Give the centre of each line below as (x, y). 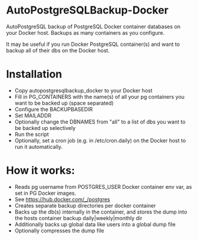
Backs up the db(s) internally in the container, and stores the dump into (101, 212)
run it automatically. (39, 146)
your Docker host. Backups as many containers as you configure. (85, 32)
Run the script (32, 134)
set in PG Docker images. (45, 193)
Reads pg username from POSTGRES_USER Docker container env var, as (103, 186)
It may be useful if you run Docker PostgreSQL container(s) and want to (93, 44)
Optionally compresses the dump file (59, 231)
